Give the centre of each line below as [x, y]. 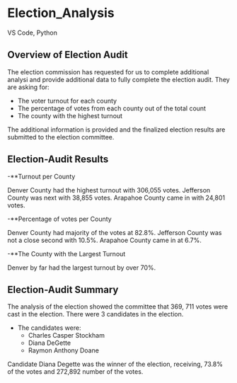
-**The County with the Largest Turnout [67, 253]
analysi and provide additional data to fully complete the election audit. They [118, 79]
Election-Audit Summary [63, 289]
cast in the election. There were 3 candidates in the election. [96, 314]
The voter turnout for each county [67, 101]
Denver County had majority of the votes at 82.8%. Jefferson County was [115, 232]
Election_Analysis [61, 13]
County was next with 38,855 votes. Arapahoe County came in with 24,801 [116, 198]
